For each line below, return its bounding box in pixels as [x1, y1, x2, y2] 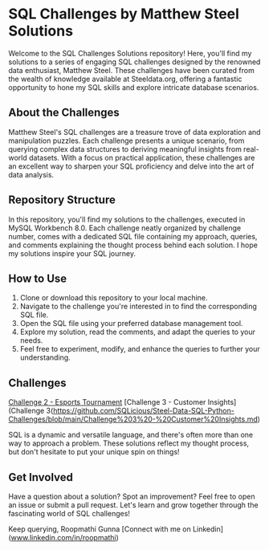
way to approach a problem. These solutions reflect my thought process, [8, 438, 250, 448]
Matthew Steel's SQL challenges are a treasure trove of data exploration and [8, 127, 261, 136]
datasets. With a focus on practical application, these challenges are [28, 153, 255, 162]
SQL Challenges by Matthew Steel [8, 5, 239, 23]
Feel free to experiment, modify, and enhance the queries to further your [19, 344, 261, 354]
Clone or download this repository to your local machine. [19, 293, 208, 303]
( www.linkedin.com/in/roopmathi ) [8, 533, 119, 542]
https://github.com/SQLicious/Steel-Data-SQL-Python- [53, 406, 234, 416]
